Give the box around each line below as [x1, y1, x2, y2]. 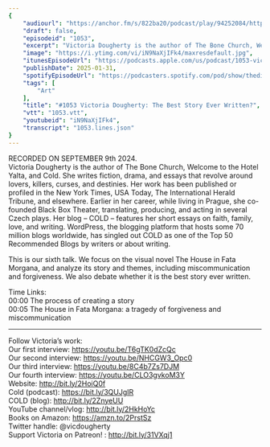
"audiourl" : [22, 19, 63, 27]
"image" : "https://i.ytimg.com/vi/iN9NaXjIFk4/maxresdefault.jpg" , [22, 49, 253, 57]
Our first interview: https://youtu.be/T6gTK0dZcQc [8, 344, 177, 354]
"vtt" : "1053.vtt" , [22, 109, 88, 117]
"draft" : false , [22, 27, 78, 35]
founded [8, 204, 37, 214]
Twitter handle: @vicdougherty [8, 421, 111, 431]
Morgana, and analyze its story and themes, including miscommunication [8, 263, 251, 273]
